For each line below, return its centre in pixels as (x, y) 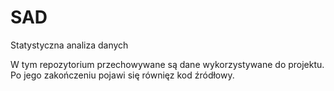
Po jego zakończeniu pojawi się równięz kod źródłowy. (122, 75)
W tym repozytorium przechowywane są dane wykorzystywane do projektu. (167, 64)
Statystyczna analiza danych (69, 45)
